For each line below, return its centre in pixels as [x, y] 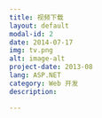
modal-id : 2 [31, 34]
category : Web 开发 [44, 83]
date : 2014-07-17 [41, 42]
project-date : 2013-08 [51, 67]
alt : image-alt [37, 59]
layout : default [39, 26]
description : [33, 91]
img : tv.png [31, 51]
